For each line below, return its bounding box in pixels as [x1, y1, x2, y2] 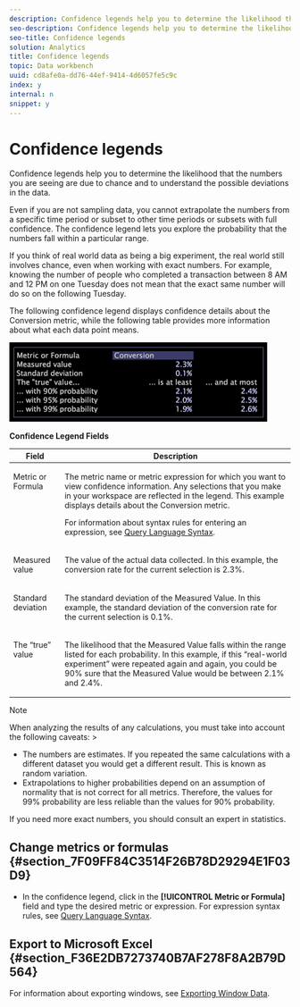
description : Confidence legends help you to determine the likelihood [9, 14, 281, 23]
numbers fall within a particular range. [9, 233, 149, 244]
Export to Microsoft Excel [9, 936, 154, 952]
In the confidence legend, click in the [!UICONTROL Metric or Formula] [21, 892, 286, 902]
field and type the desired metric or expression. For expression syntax [21, 901, 281, 911]
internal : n [9, 89, 54, 98]
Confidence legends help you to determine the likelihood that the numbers [9, 168, 283, 179]
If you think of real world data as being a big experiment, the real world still [9, 250, 285, 261]
